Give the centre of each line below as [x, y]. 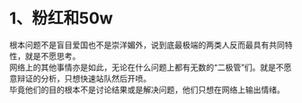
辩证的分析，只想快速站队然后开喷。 [84, 78]
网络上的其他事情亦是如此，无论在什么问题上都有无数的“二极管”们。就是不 [147, 67]
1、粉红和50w [62, 18]
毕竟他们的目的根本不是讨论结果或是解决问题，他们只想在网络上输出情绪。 [147, 90]
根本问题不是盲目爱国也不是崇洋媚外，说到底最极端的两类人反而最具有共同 [147, 45]
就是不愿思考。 [53, 56]
